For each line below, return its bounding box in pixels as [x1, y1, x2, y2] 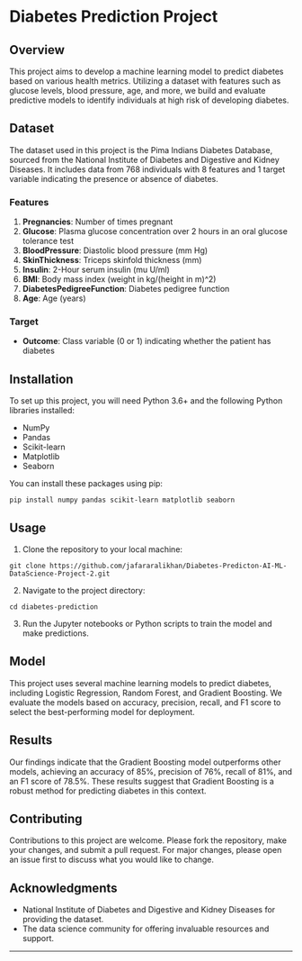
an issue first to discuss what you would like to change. [9, 854, 214, 866]
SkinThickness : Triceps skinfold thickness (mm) [22, 255, 202, 266]
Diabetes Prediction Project [9, 6, 218, 27]
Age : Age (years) [22, 293, 87, 304]
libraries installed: [9, 405, 75, 416]
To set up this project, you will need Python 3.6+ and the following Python [9, 395, 283, 406]
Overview [9, 42, 66, 58]
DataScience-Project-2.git [9, 569, 111, 578]
